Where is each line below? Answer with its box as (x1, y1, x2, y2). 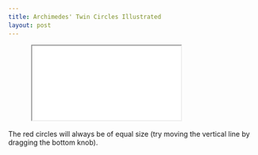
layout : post (8, 21, 52, 29)
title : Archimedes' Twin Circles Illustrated (8, 13, 161, 21)
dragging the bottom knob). (8, 138, 98, 147)
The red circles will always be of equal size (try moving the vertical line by (8, 129, 250, 138)
